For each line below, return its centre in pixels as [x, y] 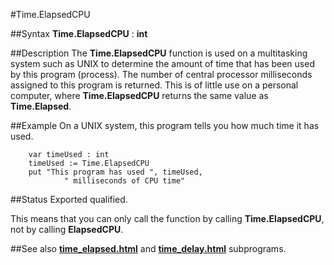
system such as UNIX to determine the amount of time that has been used [162, 63]
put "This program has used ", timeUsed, [115, 172]
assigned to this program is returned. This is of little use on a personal [154, 85]
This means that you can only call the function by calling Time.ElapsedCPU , [167, 218]
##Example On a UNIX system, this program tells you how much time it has [165, 125]
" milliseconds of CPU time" [124, 181]
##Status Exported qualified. [69, 199]
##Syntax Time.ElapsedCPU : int [79, 33]
